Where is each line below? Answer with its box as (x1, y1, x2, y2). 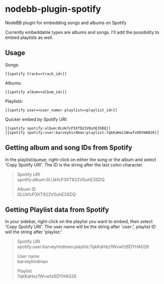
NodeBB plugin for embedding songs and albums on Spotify (5, 20, 127, 26)
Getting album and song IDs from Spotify (5, 144, 133, 152)
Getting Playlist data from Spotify (5, 205, 109, 214)
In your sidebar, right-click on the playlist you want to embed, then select (5, 219, 153, 224)
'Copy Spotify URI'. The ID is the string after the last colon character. (5, 161, 143, 168)
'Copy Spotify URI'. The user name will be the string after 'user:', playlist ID (5, 224, 156, 230)
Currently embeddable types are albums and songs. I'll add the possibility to (5, 29, 160, 35)
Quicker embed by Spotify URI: (5, 116, 68, 122)
